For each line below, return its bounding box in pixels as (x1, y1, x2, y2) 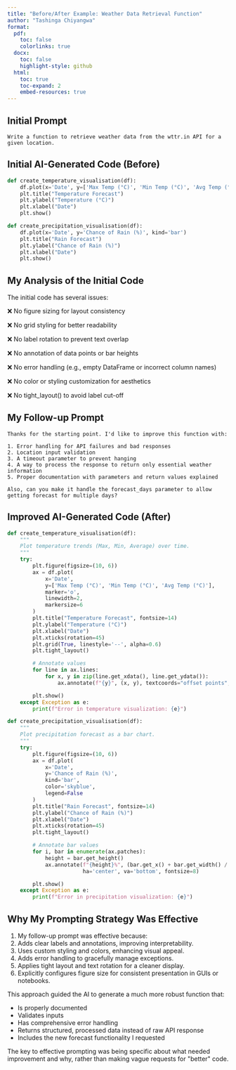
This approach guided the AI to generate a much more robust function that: (7, 990, 225, 998)
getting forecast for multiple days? (7, 492, 118, 499)
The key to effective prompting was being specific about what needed (7, 1048, 211, 1055)
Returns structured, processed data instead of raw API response (17, 1026, 204, 1034)
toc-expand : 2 (20, 82, 61, 89)
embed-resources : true (20, 89, 86, 96)
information (7, 467, 42, 474)
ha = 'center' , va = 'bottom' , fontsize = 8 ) (82, 868, 199, 875)
